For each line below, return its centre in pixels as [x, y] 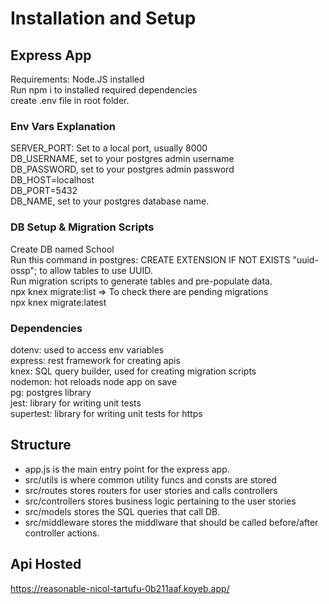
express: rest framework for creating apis [95, 360]
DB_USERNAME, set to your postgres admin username [122, 159]
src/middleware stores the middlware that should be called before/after [171, 522]
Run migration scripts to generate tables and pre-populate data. [141, 281]
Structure [41, 445]
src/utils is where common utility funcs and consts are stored [150, 479]
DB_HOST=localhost [52, 180]
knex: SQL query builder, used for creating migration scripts [133, 371]
